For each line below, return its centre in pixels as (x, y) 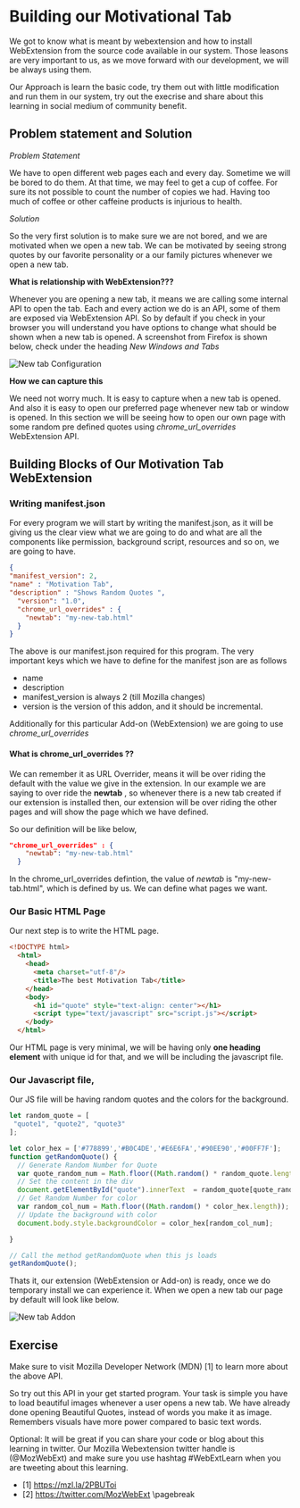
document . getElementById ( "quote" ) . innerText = (108, 1190)
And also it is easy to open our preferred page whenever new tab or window (150, 407)
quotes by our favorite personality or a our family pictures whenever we (141, 254)
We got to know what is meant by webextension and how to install (131, 41)
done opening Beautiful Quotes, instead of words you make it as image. (141, 1412)
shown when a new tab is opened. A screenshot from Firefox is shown (138, 337)
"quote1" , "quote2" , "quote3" (69, 1124)
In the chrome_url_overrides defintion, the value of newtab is (121, 879)
